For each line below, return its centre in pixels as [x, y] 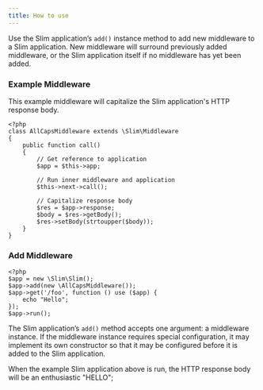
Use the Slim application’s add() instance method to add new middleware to [131, 38]
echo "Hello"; [46, 300]
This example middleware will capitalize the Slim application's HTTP [119, 101]
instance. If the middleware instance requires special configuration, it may [129, 337]
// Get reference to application [92, 159]
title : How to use [38, 15]
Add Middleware [40, 255]
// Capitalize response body [85, 201]
